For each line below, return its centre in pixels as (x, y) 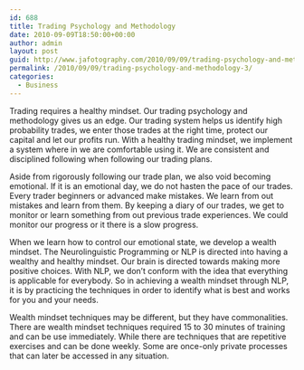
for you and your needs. (54, 299)
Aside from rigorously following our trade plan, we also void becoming (140, 176)
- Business (38, 85)
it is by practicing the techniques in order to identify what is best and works (150, 289)
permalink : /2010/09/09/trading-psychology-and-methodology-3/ (131, 69)
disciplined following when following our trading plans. (111, 158)
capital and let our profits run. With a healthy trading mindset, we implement (151, 139)
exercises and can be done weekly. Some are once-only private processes (148, 346)
